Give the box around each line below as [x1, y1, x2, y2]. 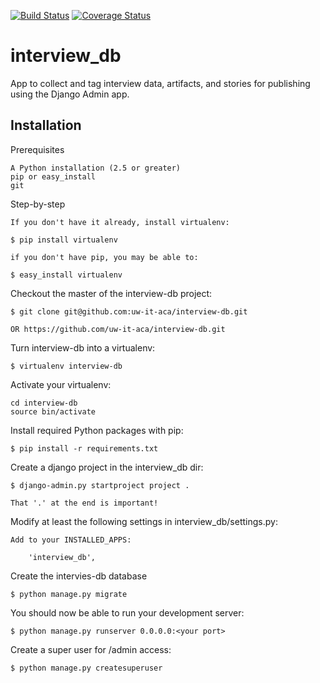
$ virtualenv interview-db [10, 361, 123, 371]
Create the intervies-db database [10, 570, 148, 582]
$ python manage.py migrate [10, 589, 128, 599]
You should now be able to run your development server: [10, 606, 245, 619]
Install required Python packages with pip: [10, 424, 184, 436]
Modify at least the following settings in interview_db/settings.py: [10, 515, 278, 527]
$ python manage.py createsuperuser [10, 663, 163, 673]
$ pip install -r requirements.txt [10, 443, 159, 454]
